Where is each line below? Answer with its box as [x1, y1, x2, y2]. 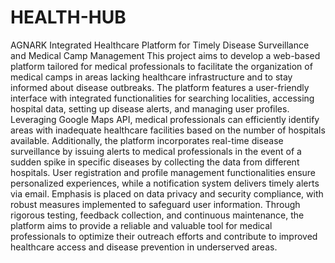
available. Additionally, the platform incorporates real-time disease [10, 134, 284, 146]
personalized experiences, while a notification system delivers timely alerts [10, 177, 320, 189]
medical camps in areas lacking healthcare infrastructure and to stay [10, 71, 293, 83]
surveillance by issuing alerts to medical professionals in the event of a [10, 145, 302, 157]
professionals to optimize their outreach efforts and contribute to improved [10, 230, 318, 242]
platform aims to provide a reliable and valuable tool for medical [10, 219, 273, 231]
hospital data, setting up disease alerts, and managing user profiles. [10, 102, 290, 115]
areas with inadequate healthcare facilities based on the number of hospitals [10, 124, 326, 136]
